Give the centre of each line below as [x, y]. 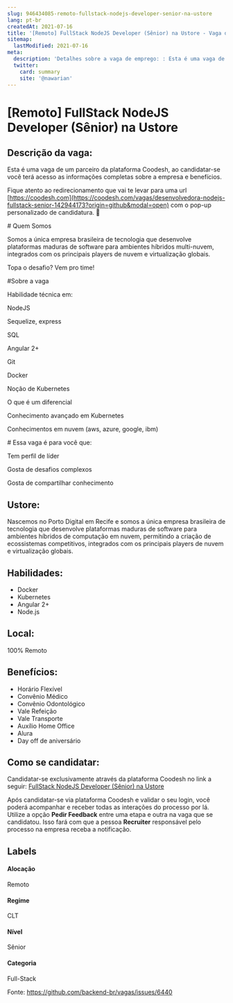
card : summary [40, 72]
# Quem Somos [29, 226]
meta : [15, 53]
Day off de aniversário [49, 740]
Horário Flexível [40, 689]
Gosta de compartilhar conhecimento [60, 483]
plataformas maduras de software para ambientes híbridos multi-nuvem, [111, 247]
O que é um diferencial [40, 402]
